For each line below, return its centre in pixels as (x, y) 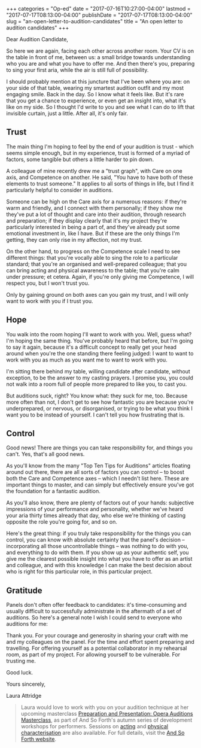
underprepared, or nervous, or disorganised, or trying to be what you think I (99, 408)
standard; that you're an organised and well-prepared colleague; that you (97, 264)
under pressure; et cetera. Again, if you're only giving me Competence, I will (100, 276)
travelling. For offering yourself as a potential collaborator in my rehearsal (97, 648)
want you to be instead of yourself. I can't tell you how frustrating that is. (95, 415)
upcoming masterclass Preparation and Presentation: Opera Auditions (107, 714)
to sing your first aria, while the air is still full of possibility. (77, 70)
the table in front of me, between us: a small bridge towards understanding (98, 57)
